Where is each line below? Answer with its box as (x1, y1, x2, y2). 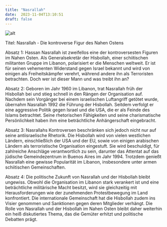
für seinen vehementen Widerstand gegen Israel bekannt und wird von (5, 65, 151, 71)
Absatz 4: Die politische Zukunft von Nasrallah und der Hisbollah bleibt (5, 174, 151, 180)
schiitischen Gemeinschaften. (5, 164, 66, 170)
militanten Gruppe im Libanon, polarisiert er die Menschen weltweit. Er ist (5, 60, 156, 66)
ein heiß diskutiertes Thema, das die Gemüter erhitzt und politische (5, 211, 144, 217)
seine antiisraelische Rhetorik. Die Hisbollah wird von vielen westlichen (5, 133, 151, 139)
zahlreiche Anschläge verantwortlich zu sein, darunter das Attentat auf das (5, 148, 159, 155)
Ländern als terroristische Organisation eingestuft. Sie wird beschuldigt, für (5, 143, 160, 149)
